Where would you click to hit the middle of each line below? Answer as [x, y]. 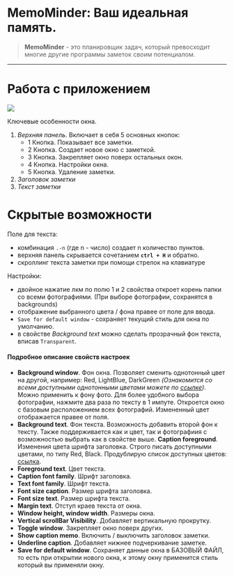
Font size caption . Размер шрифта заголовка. [85, 491]
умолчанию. [36, 326]
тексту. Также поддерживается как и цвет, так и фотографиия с [112, 432]
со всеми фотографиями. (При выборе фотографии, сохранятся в [115, 297]
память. [32, 28]
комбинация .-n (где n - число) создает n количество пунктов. [111, 247]
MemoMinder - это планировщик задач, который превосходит [117, 47]
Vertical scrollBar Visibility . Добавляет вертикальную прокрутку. [114, 521]
